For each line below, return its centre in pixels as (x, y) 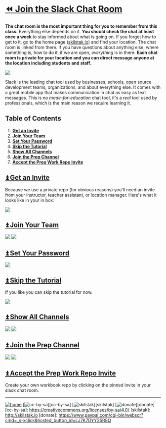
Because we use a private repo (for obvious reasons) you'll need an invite (80, 189)
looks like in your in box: (30, 200)
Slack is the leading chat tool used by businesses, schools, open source (78, 82)
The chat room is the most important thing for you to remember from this (81, 26)
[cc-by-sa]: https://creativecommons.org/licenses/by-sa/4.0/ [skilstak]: (78, 410)
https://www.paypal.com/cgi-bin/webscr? (101, 415)
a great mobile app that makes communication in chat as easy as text (76, 92)
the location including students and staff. (48, 63)
